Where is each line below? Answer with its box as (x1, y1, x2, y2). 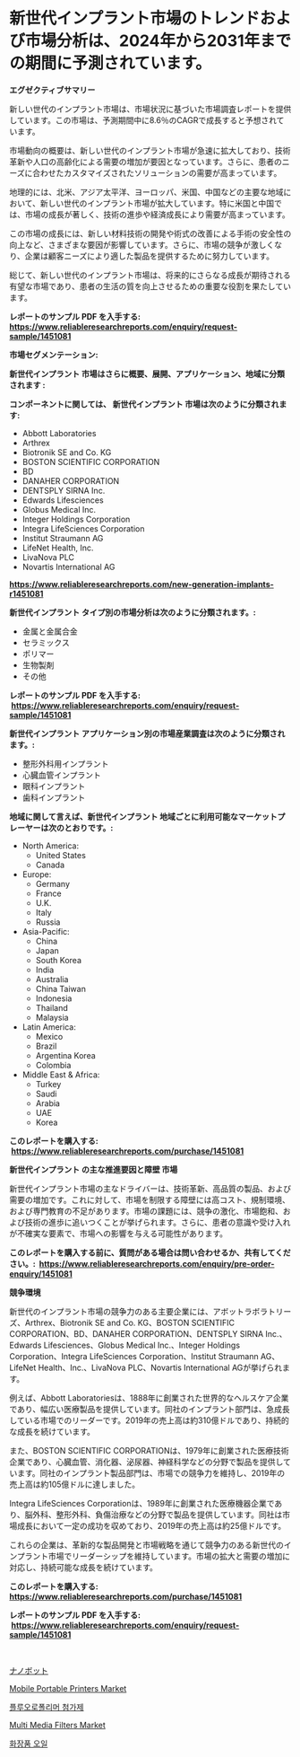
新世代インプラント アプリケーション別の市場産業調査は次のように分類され (9, 728, 286, 739)
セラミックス (21, 637, 70, 647)
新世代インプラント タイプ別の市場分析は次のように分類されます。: (9, 607, 257, 618)
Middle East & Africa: (21, 1069, 100, 1080)
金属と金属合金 (21, 626, 78, 637)
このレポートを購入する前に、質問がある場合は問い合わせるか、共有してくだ (9, 1247, 291, 1258)
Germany (35, 878, 70, 889)
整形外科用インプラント (21, 758, 109, 769)
